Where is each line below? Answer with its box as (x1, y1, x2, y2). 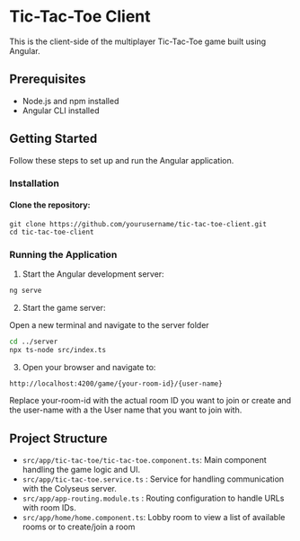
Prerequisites (9, 72, 86, 87)
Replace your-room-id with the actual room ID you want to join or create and (9, 395, 292, 406)
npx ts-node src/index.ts (9, 345, 106, 354)
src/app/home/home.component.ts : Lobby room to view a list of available (22, 512, 286, 523)
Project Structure (9, 430, 108, 446)
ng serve (9, 286, 42, 295)
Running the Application (9, 248, 118, 261)
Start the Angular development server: (22, 268, 164, 279)
